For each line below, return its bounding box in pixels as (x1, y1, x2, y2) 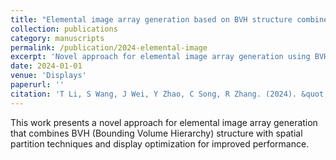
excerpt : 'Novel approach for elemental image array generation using (10, 52, 311, 62)
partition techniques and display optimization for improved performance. (10, 137, 310, 150)
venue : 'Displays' (10, 71, 87, 81)
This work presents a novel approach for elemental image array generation (10, 116, 318, 128)
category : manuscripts (10, 33, 105, 43)
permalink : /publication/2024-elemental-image (10, 42, 208, 53)
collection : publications (10, 24, 118, 34)
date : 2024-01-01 (10, 61, 83, 71)
